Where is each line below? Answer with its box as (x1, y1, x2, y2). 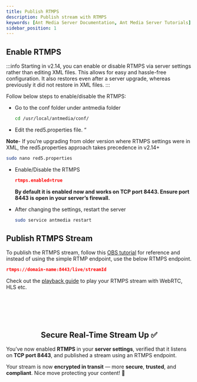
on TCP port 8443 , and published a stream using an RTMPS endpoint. (6, 352, 177, 359)
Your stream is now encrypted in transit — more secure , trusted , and (6, 363, 176, 370)
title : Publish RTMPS (6, 8, 60, 15)
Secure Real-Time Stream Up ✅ (41, 330, 157, 340)
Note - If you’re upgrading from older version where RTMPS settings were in (6, 137, 191, 144)
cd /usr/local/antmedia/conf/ (14, 116, 90, 121)
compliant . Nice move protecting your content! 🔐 (6, 370, 126, 377)
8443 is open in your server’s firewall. (14, 194, 110, 201)
